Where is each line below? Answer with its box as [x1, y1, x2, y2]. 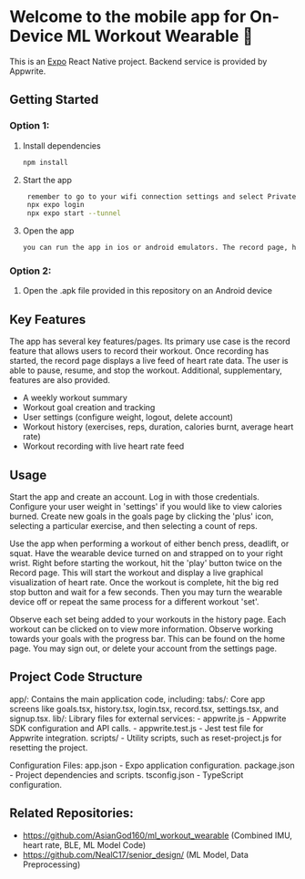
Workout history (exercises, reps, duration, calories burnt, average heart [22, 421, 294, 432]
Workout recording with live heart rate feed [22, 440, 185, 452]
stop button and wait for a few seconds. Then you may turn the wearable [9, 586, 283, 597]
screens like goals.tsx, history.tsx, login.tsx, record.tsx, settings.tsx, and [9, 703, 280, 714]
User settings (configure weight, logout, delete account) [22, 412, 234, 423]
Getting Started [9, 92, 99, 108]
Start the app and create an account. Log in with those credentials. [9, 491, 259, 502]
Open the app [22, 225, 75, 236]
